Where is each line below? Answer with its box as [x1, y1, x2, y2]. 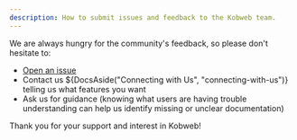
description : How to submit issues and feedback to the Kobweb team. [9, 13, 277, 22]
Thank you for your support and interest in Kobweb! [9, 120, 201, 131]
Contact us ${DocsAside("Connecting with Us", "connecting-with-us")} [22, 74, 289, 85]
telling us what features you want [22, 83, 146, 94]
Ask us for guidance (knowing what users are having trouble [22, 93, 247, 104]
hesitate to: [9, 47, 51, 58]
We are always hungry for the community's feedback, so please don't [9, 38, 269, 48]
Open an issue [22, 65, 77, 75]
